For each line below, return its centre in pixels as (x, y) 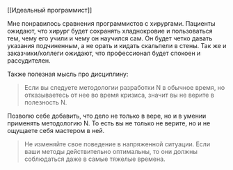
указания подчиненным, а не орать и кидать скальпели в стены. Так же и (117, 46)
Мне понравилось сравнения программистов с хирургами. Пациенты (111, 23)
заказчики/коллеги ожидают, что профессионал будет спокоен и (104, 53)
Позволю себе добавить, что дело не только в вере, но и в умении (107, 116)
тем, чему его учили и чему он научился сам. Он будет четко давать (110, 38)
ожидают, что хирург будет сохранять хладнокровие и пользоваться (110, 31)
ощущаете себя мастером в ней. (56, 131)
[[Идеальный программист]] (50, 10)
